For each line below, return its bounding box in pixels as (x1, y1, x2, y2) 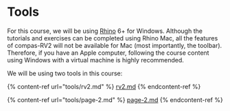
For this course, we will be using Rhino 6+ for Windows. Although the (7, 27, 203, 35)
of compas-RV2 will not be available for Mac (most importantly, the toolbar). (7, 41, 222, 49)
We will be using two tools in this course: (7, 69, 123, 77)
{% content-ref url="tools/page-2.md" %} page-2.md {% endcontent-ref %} (7, 95, 223, 103)
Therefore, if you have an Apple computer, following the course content (7, 49, 209, 57)
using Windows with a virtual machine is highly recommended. (7, 56, 184, 64)
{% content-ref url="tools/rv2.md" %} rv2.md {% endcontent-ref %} (7, 82, 201, 90)
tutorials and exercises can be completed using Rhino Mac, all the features (7, 34, 218, 42)
